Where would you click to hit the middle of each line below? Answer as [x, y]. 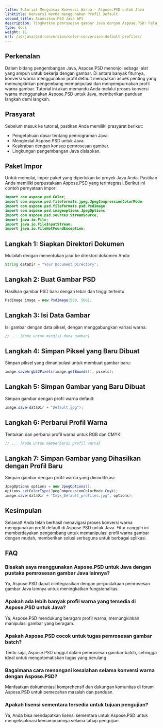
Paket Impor [24, 166]
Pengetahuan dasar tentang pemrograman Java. [60, 135]
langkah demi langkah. [28, 99]
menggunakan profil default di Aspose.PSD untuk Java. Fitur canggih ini [77, 527]
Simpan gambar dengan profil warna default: [50, 399]
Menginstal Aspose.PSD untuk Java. [48, 140]
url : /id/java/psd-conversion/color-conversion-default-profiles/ [73, 37]
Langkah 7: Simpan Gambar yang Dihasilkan [73, 458]
